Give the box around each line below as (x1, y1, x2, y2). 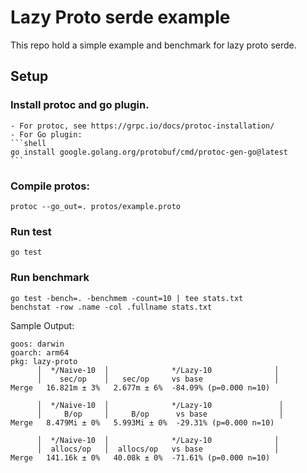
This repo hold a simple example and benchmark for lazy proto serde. (10, 39, 297, 51)
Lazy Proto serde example (10, 6, 231, 29)
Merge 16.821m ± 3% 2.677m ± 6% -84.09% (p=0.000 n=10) (10, 382, 271, 393)
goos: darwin (10, 339, 65, 349)
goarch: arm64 (10, 347, 70, 358)
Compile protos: (10, 179, 90, 193)
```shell (10, 138, 47, 148)
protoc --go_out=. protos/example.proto (10, 201, 182, 211)
